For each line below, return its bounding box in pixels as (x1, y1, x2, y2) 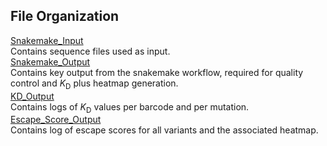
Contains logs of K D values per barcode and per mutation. (10, 100, 250, 115)
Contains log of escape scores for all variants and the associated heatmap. (10, 124, 319, 136)
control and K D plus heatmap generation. (10, 77, 179, 91)
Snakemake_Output (10, 55, 91, 68)
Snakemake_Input (10, 34, 84, 46)
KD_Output (10, 90, 55, 102)
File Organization (10, 8, 120, 25)
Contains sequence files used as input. (10, 45, 171, 57)
